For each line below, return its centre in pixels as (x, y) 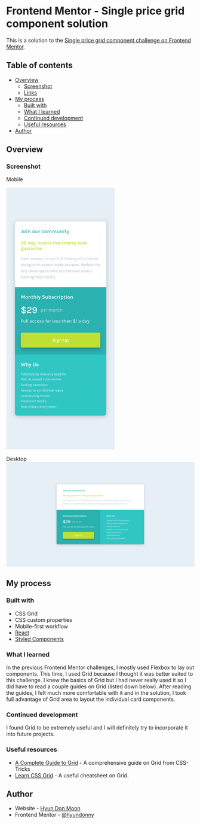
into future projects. (30, 734)
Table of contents (39, 65)
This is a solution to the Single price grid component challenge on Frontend (99, 40)
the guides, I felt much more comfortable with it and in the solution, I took (96, 692)
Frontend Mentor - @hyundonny (54, 815)
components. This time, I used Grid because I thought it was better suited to (100, 673)
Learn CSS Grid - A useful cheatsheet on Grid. (72, 775)
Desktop (16, 459)
